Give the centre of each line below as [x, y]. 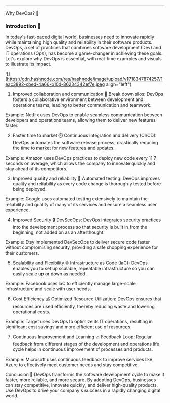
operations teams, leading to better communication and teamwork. [82, 105]
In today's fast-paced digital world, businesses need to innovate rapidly [80, 37]
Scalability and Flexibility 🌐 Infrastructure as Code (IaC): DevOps [80, 263]
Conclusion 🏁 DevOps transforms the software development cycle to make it [85, 375]
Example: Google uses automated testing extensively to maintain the [76, 199]
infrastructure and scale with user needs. [48, 289]
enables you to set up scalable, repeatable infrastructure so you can [84, 269]
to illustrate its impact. [28, 64]
